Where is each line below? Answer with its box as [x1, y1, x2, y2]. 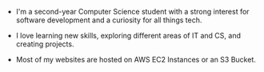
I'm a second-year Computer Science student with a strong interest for [15, 7, 250, 16]
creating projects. [15, 39, 74, 49]
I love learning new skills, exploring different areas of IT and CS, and [15, 31, 242, 40]
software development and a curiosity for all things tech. [15, 15, 202, 25]
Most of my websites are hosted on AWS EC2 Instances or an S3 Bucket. [15, 55, 256, 64]
